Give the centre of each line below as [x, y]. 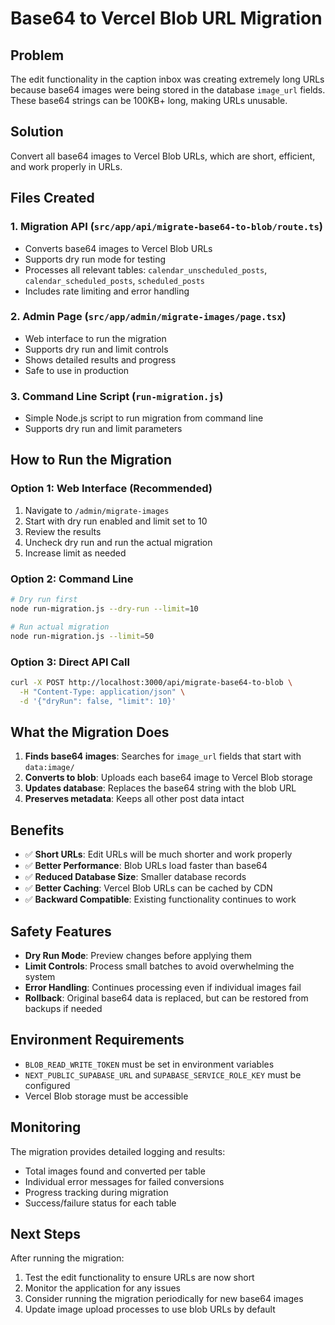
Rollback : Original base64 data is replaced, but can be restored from [166, 998]
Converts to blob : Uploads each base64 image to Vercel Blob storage [168, 778]
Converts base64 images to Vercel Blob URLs [118, 248]
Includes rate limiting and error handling [107, 291]
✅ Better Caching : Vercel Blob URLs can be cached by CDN [148, 888]
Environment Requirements [97, 1040]
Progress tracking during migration [96, 1192]
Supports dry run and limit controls [96, 349]
